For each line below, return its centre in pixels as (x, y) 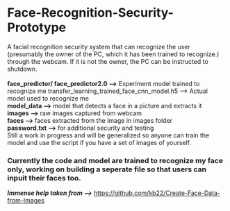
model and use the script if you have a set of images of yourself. (99, 142)
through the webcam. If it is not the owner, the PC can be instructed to (108, 61)
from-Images (26, 201)
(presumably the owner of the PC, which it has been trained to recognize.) (113, 54)
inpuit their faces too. (44, 178)
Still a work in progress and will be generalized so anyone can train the (108, 135)
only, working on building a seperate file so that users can (107, 169)
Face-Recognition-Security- (90, 13)
